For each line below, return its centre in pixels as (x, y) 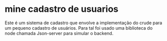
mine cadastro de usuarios (62, 9)
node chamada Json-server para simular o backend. (59, 33)
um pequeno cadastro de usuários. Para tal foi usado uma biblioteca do (79, 28)
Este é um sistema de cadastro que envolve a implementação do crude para (83, 23)
